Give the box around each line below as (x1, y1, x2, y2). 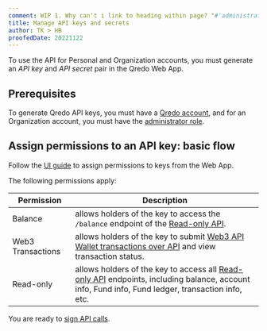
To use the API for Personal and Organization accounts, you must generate (8, 56, 253, 65)
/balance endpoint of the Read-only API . (75, 217, 226, 229)
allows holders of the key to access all (75, 264, 217, 275)
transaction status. (75, 251, 145, 262)
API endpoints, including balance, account (92, 273, 250, 284)
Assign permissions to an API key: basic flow (8, 140, 236, 153)
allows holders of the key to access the (75, 208, 221, 219)
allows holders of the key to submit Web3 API (75, 231, 245, 242)
